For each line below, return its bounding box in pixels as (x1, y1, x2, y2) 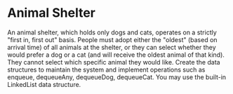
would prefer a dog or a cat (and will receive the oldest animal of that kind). (7, 51, 225, 59)
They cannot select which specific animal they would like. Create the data (7, 58, 220, 66)
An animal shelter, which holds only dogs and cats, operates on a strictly (7, 28, 218, 36)
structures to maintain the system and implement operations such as (7, 65, 206, 74)
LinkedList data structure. (7, 80, 81, 88)
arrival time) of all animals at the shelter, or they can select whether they (7, 43, 216, 51)
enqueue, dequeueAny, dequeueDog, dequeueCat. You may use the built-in (7, 72, 227, 81)
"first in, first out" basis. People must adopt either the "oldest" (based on (7, 35, 218, 43)
